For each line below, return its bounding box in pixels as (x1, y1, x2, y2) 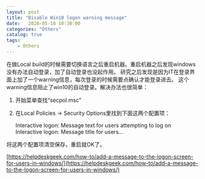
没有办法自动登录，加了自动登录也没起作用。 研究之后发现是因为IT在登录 (6, 68, 190, 75)
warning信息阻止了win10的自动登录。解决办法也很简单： (6, 83, 149, 90)
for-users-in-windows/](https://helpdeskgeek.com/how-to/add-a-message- (6, 159, 199, 167)
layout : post (6, 9, 40, 15)
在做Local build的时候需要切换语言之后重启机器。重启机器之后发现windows (6, 60, 196, 68)
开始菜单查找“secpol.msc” (15, 96, 81, 104)
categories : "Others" (6, 26, 62, 32)
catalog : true (6, 32, 43, 38)
